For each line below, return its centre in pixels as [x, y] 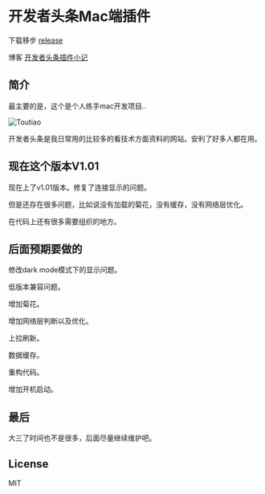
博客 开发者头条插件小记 [48, 57]
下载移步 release [36, 40]
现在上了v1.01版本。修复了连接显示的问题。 [79, 187]
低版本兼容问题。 [37, 287]
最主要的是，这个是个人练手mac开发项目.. [77, 106]
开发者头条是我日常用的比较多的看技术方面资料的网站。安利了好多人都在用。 [135, 138]
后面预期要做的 [45, 249]
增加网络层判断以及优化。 [51, 321]
